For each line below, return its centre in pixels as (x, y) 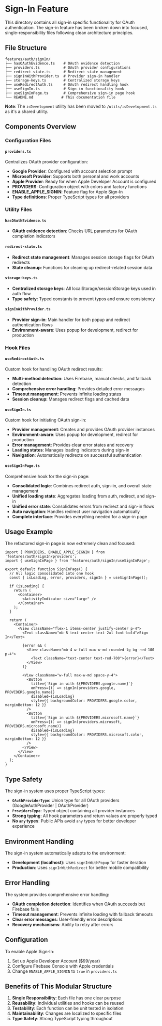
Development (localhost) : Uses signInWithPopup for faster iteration (79, 862)
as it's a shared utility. (27, 111)
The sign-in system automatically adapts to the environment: (66, 853)
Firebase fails (25, 909)
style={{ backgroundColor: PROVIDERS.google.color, (84, 701)
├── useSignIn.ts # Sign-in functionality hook (65, 89)
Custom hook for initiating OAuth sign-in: (46, 420)
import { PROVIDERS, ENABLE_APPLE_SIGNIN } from (55, 552)
